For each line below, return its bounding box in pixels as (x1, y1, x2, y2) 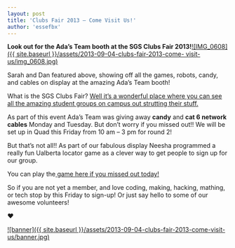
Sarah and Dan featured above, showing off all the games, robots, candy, (7, 71, 219, 79)
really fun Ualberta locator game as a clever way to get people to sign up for (7, 149, 228, 158)
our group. (7, 156, 38, 165)
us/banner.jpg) (7, 233, 51, 242)
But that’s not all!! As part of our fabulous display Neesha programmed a (7, 142, 216, 150)
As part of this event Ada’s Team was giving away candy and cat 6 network (7, 113, 227, 121)
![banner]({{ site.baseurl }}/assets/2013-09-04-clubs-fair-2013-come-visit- (7, 226, 226, 234)
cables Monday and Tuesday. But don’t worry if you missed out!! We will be (7, 120, 226, 129)
